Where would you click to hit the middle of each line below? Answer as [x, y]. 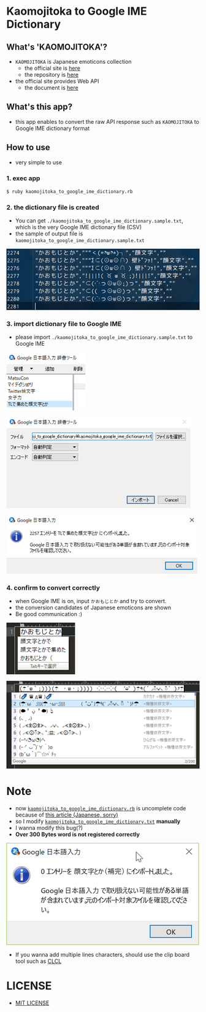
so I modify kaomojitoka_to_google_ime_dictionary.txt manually [98, 821]
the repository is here [51, 74]
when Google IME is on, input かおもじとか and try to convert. [91, 601]
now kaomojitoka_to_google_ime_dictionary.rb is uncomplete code [101, 808]
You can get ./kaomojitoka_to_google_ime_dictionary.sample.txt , [99, 221]
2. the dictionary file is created [53, 207]
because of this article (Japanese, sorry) [67, 815]
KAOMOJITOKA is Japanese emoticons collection [73, 62]
